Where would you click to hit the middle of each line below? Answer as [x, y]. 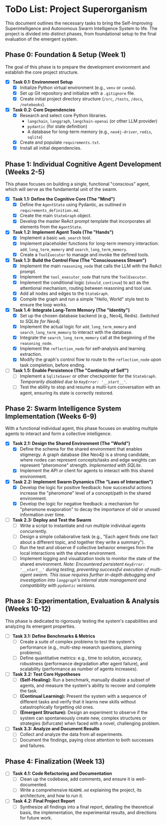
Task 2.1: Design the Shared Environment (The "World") [71, 444]
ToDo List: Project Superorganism [76, 9]
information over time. [43, 515]
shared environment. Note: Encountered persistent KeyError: [83, 564]
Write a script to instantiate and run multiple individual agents [83, 525]
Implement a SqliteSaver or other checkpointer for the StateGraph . [88, 376]
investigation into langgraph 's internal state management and [83, 580]
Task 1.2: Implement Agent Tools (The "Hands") [63, 232]
